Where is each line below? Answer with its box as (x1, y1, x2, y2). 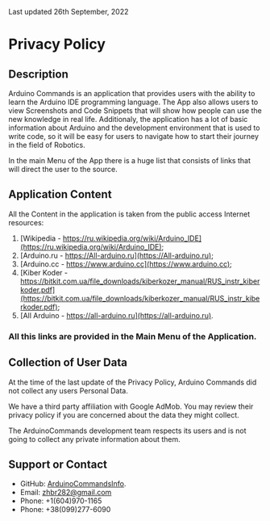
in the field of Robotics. (8, 141, 86, 149)
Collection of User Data (8, 355, 127, 370)
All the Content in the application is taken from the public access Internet (8, 209, 251, 219)
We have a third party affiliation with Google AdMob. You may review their (8, 401, 254, 411)
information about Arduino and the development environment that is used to (8, 123, 260, 132)
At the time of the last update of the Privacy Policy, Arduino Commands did (8, 377, 257, 387)
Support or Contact (8, 457, 107, 471)
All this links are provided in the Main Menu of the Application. (8, 330, 257, 342)
